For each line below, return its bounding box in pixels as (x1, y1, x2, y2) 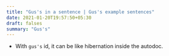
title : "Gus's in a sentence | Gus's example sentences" (6, 9, 155, 15)
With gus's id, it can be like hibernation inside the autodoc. (15, 43, 163, 50)
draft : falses (6, 20, 43, 26)
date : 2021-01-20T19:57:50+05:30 (6, 15, 92, 21)
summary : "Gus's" (6, 26, 51, 32)
